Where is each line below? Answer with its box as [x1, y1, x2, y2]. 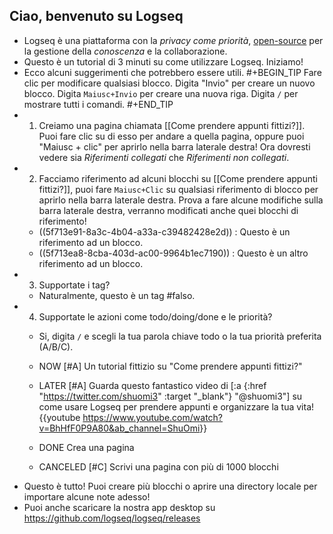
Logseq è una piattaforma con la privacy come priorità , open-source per [23, 34, 324, 46]
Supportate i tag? [38, 279, 111, 291]
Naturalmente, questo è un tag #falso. [38, 289, 196, 301]
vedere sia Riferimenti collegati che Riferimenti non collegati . [38, 151, 290, 163]
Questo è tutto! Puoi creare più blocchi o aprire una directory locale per [23, 480, 318, 492]
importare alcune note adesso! [23, 490, 151, 503]
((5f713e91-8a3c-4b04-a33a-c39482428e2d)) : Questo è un [38, 225, 291, 238]
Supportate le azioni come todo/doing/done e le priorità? [38, 310, 273, 323]
